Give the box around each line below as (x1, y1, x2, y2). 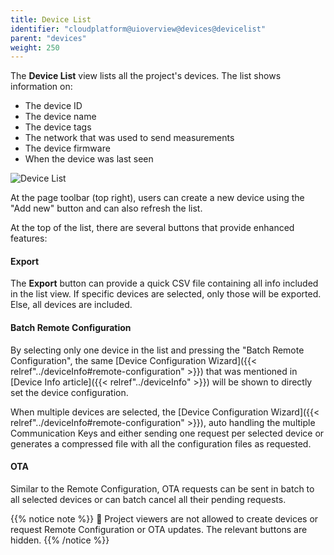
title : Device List (10, 14, 92, 25)
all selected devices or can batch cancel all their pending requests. (10, 493, 287, 505)
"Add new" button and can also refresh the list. (10, 202, 203, 215)
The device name (24, 111, 97, 123)
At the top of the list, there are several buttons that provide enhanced (10, 222, 295, 234)
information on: (10, 81, 73, 93)
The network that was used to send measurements (24, 132, 235, 144)
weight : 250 (10, 42, 60, 53)
